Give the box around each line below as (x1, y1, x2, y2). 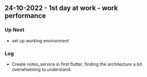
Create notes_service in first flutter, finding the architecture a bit (11, 61, 143, 67)
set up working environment (11, 38, 70, 43)
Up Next (4, 27, 25, 34)
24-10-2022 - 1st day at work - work (4, 4, 118, 12)
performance (4, 12, 46, 20)
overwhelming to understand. (11, 66, 72, 72)
